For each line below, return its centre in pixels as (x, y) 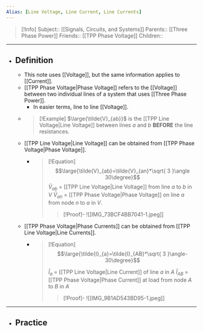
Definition (34, 60)
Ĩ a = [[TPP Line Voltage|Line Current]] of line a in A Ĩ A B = (118, 273)
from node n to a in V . (75, 203)
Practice (31, 323)
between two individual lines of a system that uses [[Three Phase (105, 94)
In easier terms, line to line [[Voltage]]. (81, 107)
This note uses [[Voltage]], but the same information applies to (102, 75)
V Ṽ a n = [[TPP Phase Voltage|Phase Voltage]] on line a (116, 196)
